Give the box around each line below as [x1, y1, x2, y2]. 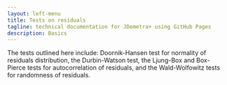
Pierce [7, 63, 26, 72]
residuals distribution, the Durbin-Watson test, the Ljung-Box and [7, 56, 195, 65]
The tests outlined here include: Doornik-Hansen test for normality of [7, 49, 207, 57]
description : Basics [7, 29, 68, 37]
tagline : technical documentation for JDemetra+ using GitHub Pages [7, 23, 212, 30]
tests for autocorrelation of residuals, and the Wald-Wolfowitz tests [27, 63, 221, 72]
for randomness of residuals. [7, 71, 91, 79]
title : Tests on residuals [7, 17, 86, 24]
